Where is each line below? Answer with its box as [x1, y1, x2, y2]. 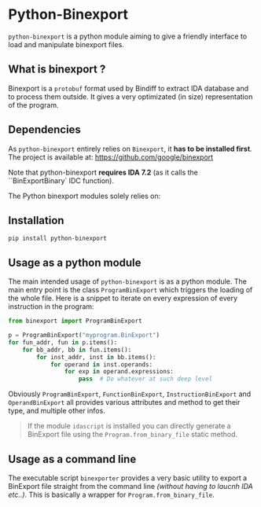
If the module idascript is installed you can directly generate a [27, 421, 231, 431]
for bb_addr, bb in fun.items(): [22, 346, 132, 354]
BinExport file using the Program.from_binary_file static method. [27, 430, 238, 439]
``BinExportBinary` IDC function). [8, 175, 114, 186]
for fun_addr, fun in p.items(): [8, 338, 118, 347]
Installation [8, 214, 64, 227]
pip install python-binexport [8, 234, 108, 243]
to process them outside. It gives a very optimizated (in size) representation [8, 92, 253, 101]
